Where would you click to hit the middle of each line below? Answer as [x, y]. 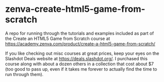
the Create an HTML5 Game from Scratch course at [58, 39]
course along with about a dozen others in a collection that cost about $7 [80, 64]
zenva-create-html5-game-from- [75, 9]
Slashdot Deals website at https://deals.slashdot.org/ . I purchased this [76, 58]
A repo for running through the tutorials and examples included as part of [80, 33]
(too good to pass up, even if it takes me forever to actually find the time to [81, 69]
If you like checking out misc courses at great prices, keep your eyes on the [82, 53]
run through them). [24, 74]
